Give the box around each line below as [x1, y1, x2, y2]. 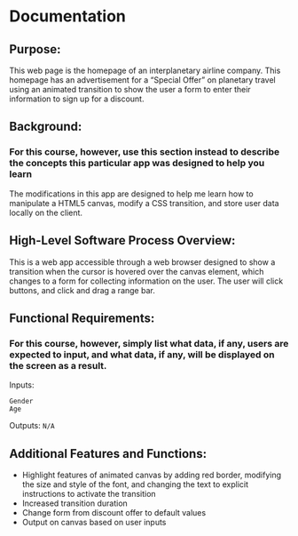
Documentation [9, 6, 127, 27]
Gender [9, 397, 34, 406]
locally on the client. [9, 207, 82, 218]
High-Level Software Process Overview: [9, 233, 236, 248]
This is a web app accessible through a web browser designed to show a [9, 256, 276, 268]
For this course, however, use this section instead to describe [9, 146, 280, 158]
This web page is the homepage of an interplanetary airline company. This [9, 65, 281, 76]
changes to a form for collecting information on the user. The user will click [9, 276, 284, 286]
